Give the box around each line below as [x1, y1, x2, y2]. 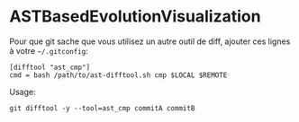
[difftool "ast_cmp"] [9, 63, 91, 72]
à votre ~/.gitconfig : [9, 45, 88, 56]
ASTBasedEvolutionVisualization [9, 6, 261, 27]
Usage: [9, 86, 36, 97]
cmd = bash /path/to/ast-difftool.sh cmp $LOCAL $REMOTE [9, 70, 228, 80]
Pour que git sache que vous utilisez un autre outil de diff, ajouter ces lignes [9, 36, 291, 47]
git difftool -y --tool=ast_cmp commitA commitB [9, 103, 195, 113]
